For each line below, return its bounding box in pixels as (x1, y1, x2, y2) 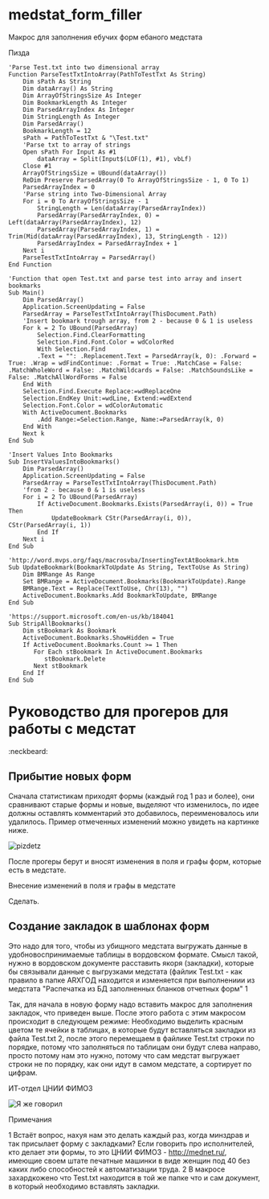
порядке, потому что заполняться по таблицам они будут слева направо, (8, 1042, 261, 1052)
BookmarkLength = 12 (22, 126, 92, 134)
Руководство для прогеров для (8, 703, 229, 721)
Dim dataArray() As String (22, 84, 113, 93)
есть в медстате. (8, 865, 67, 875)
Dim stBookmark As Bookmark (22, 626, 116, 635)
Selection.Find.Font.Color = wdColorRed (37, 338, 174, 346)
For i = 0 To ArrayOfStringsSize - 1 (22, 197, 149, 205)
